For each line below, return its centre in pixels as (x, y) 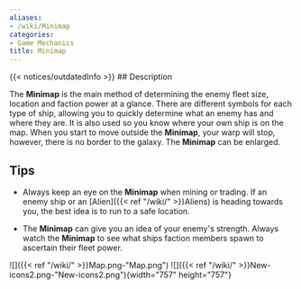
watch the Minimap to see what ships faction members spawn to (143, 238)
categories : (32, 34)
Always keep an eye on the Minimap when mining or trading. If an (145, 192)
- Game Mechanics (42, 43)
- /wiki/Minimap (40, 26)
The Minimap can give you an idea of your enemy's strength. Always (150, 228)
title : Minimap (38, 51)
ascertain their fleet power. (73, 248)
